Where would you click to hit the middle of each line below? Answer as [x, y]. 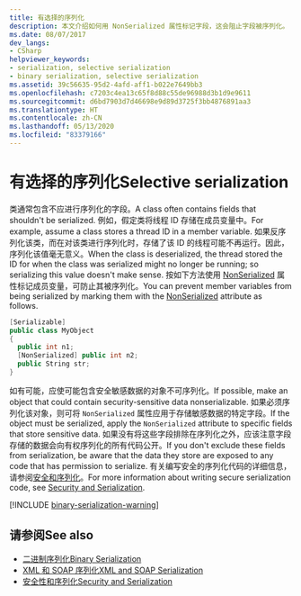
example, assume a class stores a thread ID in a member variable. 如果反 [144, 231]
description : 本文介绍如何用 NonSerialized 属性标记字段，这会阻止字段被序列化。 [149, 26]
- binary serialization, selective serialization [104, 77]
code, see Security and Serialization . [77, 487]
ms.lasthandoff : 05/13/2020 [62, 127]
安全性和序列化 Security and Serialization [97, 581]
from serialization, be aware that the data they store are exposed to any [142, 455]
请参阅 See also [52, 535]
